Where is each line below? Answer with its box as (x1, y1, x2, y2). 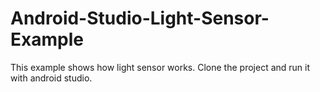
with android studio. (10, 72, 93, 84)
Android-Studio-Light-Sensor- (10, 7, 270, 30)
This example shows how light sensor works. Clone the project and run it (10, 61, 311, 73)
